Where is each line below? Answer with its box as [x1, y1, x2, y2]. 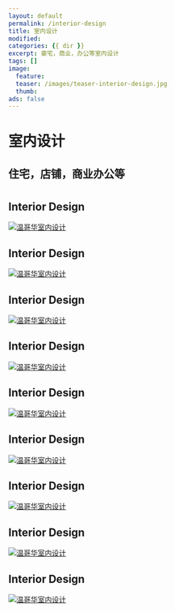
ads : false [8, 95, 45, 103]
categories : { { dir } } [8, 42, 85, 50]
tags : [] [8, 58, 38, 66]
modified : [8, 34, 42, 43]
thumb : [15, 87, 38, 96]
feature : [15, 72, 45, 80]
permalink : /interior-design [8, 19, 106, 28]
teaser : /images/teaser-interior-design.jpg [15, 79, 168, 88]
